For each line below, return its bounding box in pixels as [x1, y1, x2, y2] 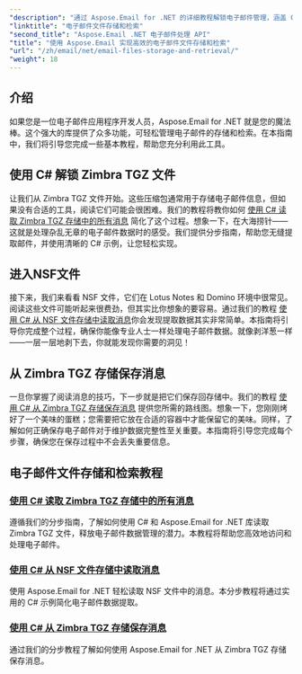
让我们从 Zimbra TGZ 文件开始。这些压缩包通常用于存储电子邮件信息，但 [9, 192, 279, 203]
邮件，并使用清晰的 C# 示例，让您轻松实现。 [16, 237, 182, 248]
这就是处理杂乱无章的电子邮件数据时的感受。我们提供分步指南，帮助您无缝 [9, 226, 285, 237]
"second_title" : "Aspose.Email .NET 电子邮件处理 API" [9, 30, 211, 39]
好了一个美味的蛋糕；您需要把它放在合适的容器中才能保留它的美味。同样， [9, 414, 285, 425]
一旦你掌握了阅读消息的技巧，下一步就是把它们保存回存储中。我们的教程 [9, 392, 277, 403]
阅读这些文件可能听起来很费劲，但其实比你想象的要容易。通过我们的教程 [9, 303, 277, 315]
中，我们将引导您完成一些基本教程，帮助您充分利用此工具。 [9, 138, 230, 149]
